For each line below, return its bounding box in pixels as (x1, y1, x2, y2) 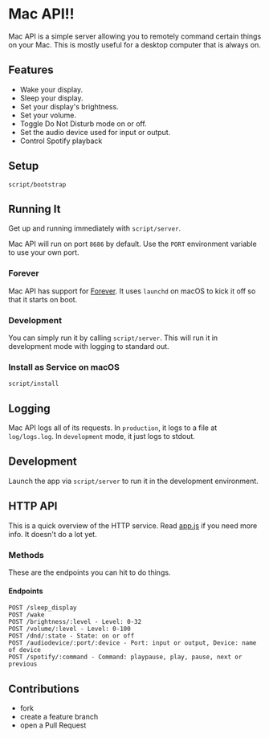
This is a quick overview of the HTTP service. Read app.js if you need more (8, 520, 258, 531)
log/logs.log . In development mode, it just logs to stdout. (8, 432, 195, 441)
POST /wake (8, 611, 45, 619)
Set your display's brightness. (19, 101, 119, 111)
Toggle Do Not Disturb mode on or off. (19, 118, 147, 129)
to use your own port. (8, 248, 79, 257)
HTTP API (8, 499, 58, 513)
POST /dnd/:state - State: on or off (8, 632, 135, 640)
